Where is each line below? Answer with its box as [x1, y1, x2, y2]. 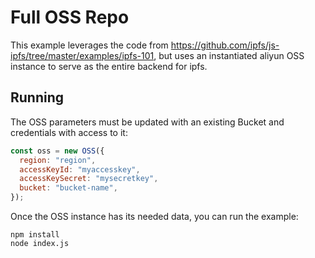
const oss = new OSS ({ [10, 146, 105, 156]
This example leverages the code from [10, 39, 169, 51]
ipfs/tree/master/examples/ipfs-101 [10, 49, 155, 61]
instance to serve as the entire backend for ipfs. [10, 60, 208, 72]
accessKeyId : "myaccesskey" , [19, 164, 141, 175]
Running [10, 89, 65, 106]
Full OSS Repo [10, 6, 130, 29]
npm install [10, 230, 60, 240]
